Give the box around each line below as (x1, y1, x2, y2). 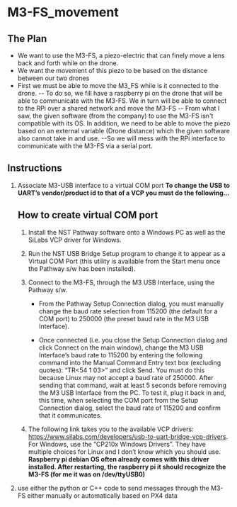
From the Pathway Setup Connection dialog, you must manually (38, 299, 224, 308)
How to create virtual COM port (17, 209, 158, 221)
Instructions (7, 162, 62, 174)
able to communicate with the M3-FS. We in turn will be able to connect (17, 96, 227, 105)
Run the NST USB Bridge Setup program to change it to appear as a (28, 249, 226, 257)
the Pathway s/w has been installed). (28, 264, 136, 273)
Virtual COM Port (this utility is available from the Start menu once (28, 257, 221, 265)
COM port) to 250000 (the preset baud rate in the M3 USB (38, 314, 209, 323)
